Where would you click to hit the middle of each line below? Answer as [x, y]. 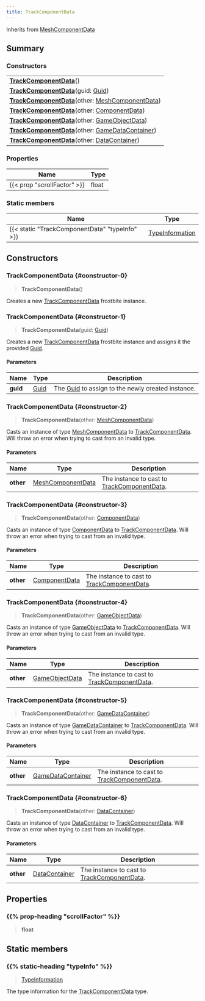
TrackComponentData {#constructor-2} [67, 407]
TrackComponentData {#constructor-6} [67, 798]
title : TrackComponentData [41, 12]
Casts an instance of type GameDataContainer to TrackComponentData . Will [103, 725]
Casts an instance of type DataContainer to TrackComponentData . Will [95, 823]
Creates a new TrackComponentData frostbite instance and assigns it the [99, 342]
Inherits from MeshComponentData [51, 29]
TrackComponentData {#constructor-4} [67, 603]
